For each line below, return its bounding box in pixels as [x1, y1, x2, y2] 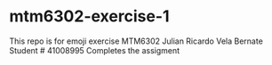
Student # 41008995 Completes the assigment [9, 45, 180, 55]
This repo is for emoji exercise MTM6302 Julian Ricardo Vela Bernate [9, 36, 264, 46]
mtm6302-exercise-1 [9, 6, 171, 27]
